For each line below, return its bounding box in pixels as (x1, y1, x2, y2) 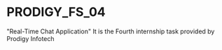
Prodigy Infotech (6, 34, 55, 42)
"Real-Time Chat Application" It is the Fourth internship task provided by (6, 27, 215, 35)
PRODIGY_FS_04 (6, 4, 106, 20)
